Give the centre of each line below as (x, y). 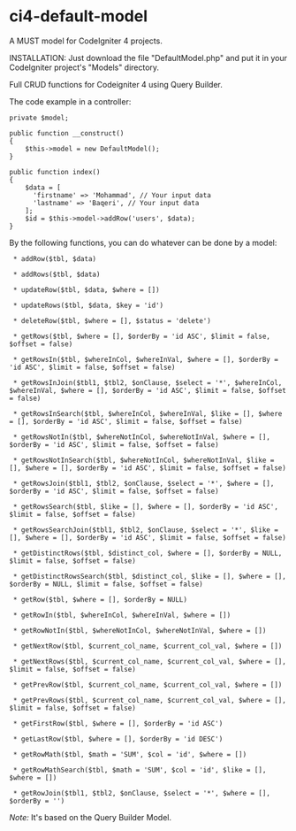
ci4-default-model (79, 16)
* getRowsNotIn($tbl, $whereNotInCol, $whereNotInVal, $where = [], (142, 437)
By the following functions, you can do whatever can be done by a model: (143, 242)
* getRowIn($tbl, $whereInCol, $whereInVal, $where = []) (122, 615)
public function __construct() (67, 133)
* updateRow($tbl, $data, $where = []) (87, 289)
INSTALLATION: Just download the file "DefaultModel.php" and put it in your (148, 58)
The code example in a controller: (70, 101)
